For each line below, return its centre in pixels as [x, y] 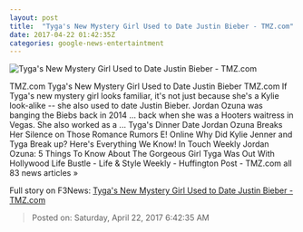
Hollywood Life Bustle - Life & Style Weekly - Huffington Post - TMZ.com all [151, 163]
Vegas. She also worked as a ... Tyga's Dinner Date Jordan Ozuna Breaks [146, 125]
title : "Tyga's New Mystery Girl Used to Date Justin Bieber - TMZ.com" [152, 26]
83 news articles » [44, 173]
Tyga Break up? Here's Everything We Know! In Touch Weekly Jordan [139, 144]
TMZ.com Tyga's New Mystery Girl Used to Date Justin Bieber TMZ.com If [148, 86]
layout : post [34, 18]
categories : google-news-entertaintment [87, 43]
